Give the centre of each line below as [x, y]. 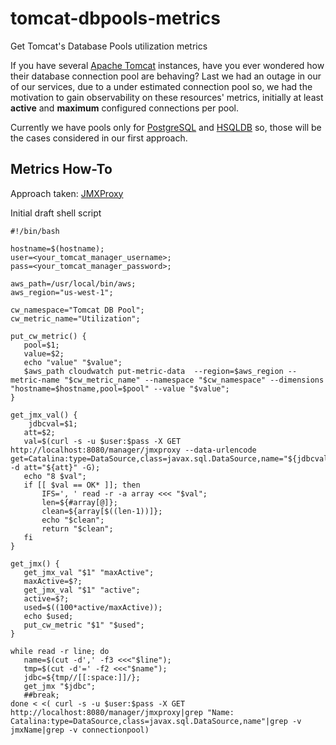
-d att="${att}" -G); [55, 467]
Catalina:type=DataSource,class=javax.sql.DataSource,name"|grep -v [156, 721]
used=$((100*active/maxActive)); [93, 607]
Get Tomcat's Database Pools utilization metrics [109, 46]
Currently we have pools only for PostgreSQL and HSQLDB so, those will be [166, 127]
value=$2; [44, 353]
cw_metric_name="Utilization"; [75, 318]
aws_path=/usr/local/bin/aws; [73, 283]
